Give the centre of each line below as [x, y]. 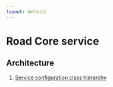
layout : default [26, 12]
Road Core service [53, 41]
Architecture [30, 63]
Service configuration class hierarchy [61, 77]
